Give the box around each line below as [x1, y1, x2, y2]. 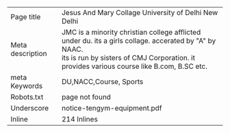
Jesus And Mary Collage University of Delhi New [61, 8, 218, 17]
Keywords [10, 81, 43, 91]
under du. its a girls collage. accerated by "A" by [61, 36, 216, 45]
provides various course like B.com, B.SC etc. [61, 61, 207, 71]
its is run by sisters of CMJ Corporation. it [61, 53, 195, 62]
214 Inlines [61, 115, 98, 123]
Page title [10, 12, 41, 21]
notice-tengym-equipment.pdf [61, 104, 162, 113]
